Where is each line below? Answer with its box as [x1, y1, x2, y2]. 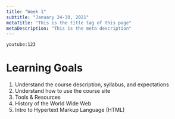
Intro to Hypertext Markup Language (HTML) [14, 107, 125, 114]
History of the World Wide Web [14, 100, 92, 107]
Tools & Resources [14, 93, 61, 101]
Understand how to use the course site [14, 87, 111, 95]
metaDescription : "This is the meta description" [6, 25, 132, 32]
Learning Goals [6, 61, 83, 75]
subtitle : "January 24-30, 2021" [6, 14, 89, 20]
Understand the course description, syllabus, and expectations [14, 81, 170, 88]
